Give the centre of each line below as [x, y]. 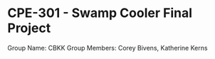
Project [29, 28]
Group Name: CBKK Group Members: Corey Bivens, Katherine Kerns [107, 48]
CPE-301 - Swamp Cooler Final [100, 13]
